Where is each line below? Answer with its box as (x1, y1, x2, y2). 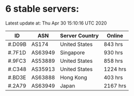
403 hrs (103, 74, 123, 81)
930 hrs (103, 49, 123, 56)
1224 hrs (103, 65, 127, 73)
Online (107, 32, 123, 39)
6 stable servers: (5, 3, 80, 15)
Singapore (60, 49, 85, 56)
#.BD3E (8, 74, 27, 81)
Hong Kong (60, 74, 87, 81)
